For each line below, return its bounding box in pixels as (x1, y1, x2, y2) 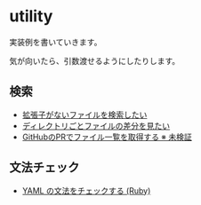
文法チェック (9, 160, 80, 175)
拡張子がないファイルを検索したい (21, 109, 148, 120)
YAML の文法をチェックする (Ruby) (21, 185, 151, 196)
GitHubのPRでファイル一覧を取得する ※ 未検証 (21, 131, 193, 142)
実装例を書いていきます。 (9, 36, 102, 47)
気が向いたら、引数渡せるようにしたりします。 (9, 55, 181, 66)
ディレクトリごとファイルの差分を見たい (21, 120, 171, 130)
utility (9, 6, 53, 27)
